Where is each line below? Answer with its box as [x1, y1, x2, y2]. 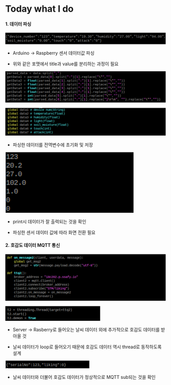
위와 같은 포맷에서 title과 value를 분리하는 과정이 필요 [12, 61, 119, 67]
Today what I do [5, 3, 74, 15]
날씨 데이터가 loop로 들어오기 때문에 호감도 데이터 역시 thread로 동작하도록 [12, 344, 162, 350]
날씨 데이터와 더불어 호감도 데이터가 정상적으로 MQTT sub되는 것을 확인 [12, 374, 156, 380]
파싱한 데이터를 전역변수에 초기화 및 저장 [12, 142, 93, 148]
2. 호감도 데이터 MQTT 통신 [5, 242, 60, 248]
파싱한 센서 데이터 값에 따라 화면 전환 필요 [12, 229, 96, 236]
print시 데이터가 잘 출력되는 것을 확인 [12, 219, 87, 225]
